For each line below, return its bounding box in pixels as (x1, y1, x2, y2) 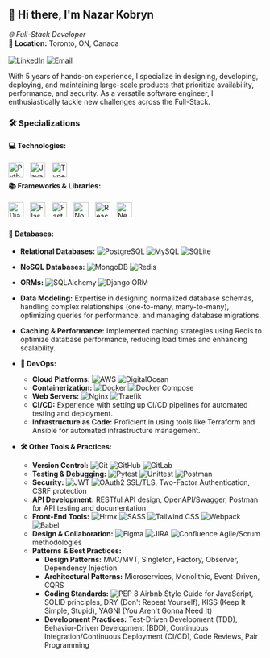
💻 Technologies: (8, 141, 67, 151)
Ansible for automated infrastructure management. (31, 426, 201, 436)
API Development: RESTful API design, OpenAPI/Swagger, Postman (31, 495, 259, 504)
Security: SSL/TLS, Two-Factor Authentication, (31, 478, 251, 487)
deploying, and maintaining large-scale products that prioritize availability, (8, 80, 254, 89)
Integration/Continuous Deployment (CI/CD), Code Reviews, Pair (44, 631, 259, 641)
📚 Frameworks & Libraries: (8, 180, 102, 190)
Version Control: (31, 461, 89, 470)
